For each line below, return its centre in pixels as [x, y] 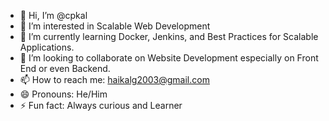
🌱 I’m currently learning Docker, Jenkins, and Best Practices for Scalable [169, 36]
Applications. [47, 47]
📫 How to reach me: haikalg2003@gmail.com [114, 79]
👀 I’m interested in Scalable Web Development [115, 26]
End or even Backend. [65, 68]
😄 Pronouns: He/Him [63, 94]
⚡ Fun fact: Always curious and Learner [101, 105]
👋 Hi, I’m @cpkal [53, 15]
